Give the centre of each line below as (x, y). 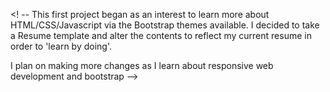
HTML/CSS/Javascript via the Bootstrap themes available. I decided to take (165, 25)
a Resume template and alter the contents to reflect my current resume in (161, 35)
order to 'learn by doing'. (61, 46)
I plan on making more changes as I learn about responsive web (142, 65)
